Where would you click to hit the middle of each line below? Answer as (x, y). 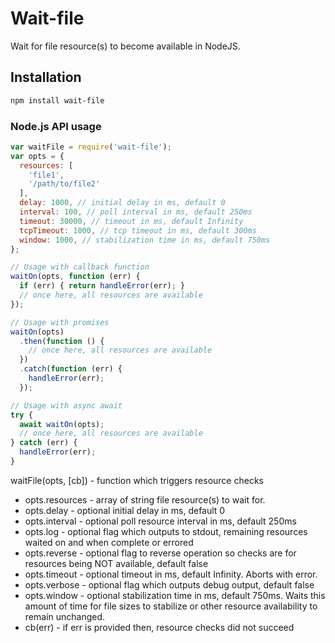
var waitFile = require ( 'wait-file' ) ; (91, 147)
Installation (46, 77)
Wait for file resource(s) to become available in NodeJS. (125, 46)
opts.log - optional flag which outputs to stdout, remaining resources (166, 531)
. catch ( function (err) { (71, 369)
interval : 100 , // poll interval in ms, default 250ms (136, 212)
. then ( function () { (62, 341)
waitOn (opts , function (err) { (75, 277)
